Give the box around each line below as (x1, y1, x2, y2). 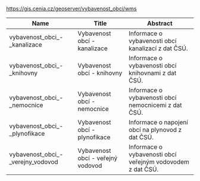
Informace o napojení (129, 118, 189, 126)
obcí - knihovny (77, 69, 123, 77)
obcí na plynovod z (129, 125, 182, 134)
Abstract (146, 19, 173, 27)
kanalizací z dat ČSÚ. (129, 44, 188, 53)
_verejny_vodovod (9, 158, 58, 166)
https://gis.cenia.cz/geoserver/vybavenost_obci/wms (6, 5, 137, 12)
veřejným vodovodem (129, 158, 189, 166)
